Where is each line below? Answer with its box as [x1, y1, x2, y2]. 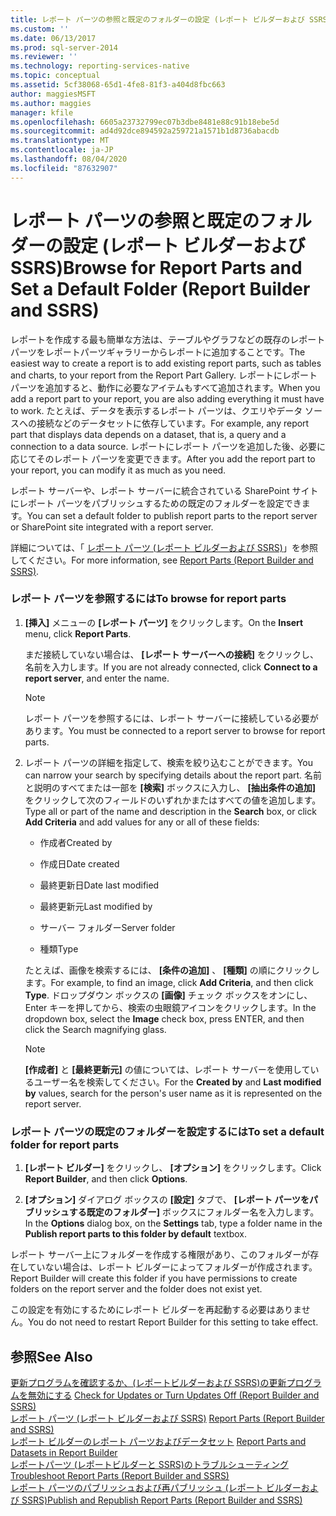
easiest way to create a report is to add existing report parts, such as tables [10, 357, 322, 369]
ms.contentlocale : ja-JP [10, 145, 114, 155]
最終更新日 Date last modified [39, 879, 160, 891]
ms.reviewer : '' [10, 52, 78, 62]
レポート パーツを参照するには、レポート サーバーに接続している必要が [24, 712, 319, 724]
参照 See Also [10, 1348, 93, 1365]
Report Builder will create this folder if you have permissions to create [10, 1272, 298, 1285]
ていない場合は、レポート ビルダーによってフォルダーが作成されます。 [27, 1261, 318, 1273]
